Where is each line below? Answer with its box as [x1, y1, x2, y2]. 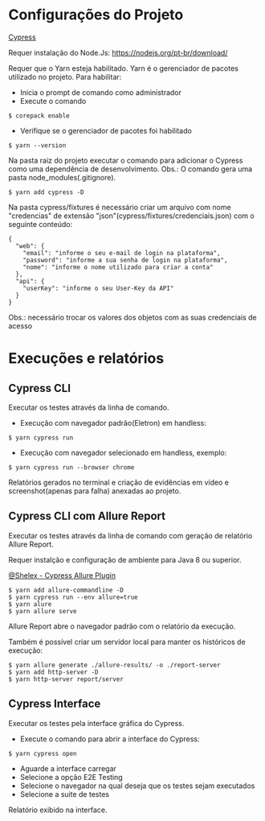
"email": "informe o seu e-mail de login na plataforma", [22, 249, 221, 257]
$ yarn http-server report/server [8, 675, 124, 683]
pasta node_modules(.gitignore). [8, 172, 116, 182]
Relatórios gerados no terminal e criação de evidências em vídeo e [8, 477, 229, 487]
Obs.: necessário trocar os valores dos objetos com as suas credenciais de [8, 312, 257, 322]
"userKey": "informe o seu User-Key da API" [22, 284, 174, 292]
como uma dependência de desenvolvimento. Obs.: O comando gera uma [8, 163, 253, 174]
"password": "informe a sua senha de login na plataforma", [22, 256, 228, 264]
